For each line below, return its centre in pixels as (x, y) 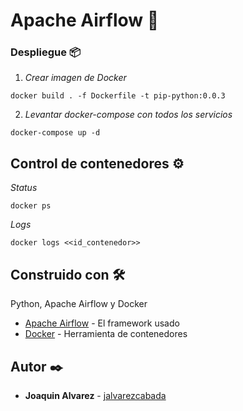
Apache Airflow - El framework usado (102, 323)
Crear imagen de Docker (75, 78)
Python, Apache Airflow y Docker (79, 304)
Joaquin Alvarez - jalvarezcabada (95, 395)
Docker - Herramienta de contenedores (106, 334)
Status (24, 188)
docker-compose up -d (55, 133)
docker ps (31, 206)
